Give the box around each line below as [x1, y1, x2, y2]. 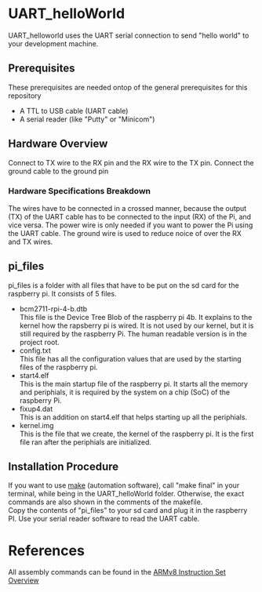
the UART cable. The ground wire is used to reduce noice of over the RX [8, 228, 242, 238]
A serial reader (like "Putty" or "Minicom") [19, 114, 155, 124]
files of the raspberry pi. [19, 362, 98, 372]
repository [8, 91, 42, 100]
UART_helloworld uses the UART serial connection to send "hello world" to [8, 31, 249, 40]
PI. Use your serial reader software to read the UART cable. [8, 514, 200, 524]
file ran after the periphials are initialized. [19, 437, 151, 447]
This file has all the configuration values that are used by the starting [19, 354, 242, 363]
